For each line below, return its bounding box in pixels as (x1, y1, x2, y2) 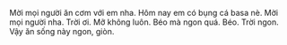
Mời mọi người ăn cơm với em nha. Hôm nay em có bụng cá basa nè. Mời (9, 8, 279, 18)
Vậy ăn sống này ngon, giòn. (9, 26, 115, 36)
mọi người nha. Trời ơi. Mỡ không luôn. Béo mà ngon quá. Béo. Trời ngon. (9, 17, 280, 27)
